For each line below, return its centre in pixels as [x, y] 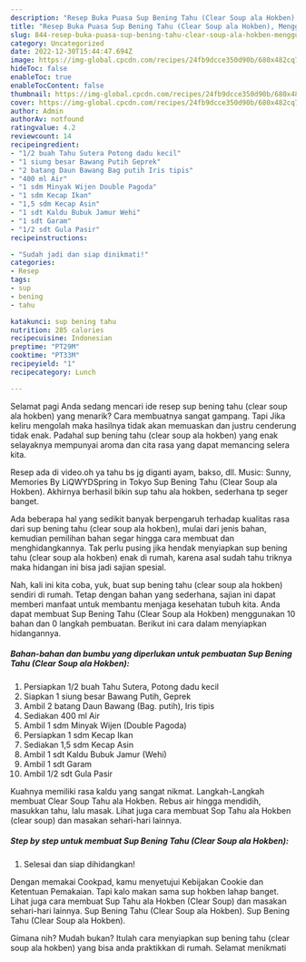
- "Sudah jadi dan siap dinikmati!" [79, 254]
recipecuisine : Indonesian [61, 339]
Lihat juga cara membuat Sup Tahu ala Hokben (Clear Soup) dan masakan [148, 901]
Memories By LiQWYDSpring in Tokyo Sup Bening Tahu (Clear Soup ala [144, 481]
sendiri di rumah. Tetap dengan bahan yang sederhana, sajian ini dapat [143, 594]
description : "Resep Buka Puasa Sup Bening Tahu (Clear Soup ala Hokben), [155, 18]
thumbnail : [31, 94]
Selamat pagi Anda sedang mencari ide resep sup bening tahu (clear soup [149, 406]
